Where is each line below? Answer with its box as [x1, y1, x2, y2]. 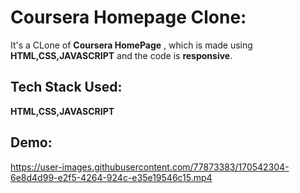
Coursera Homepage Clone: [10, 6, 247, 29]
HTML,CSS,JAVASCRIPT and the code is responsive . [10, 49, 233, 61]
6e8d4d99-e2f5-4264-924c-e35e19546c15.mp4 [10, 171, 213, 183]
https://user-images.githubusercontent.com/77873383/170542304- [10, 161, 290, 173]
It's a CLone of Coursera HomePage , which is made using [10, 39, 253, 51]
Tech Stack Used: [10, 79, 123, 96]
